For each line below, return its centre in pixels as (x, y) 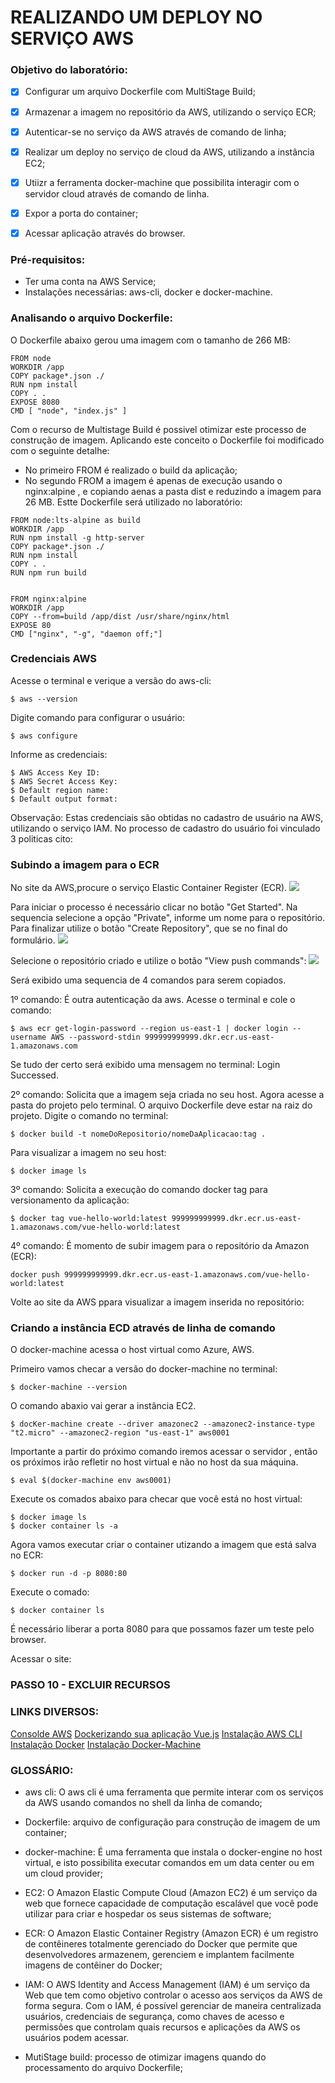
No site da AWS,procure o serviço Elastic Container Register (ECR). (149, 888)
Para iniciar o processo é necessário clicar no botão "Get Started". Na (154, 907)
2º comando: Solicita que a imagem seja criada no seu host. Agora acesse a (167, 1095)
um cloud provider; (64, 1873)
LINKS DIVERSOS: (55, 1712)
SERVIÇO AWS (72, 38)
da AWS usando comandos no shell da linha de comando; (143, 1802)
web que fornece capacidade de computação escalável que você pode (171, 1903)
